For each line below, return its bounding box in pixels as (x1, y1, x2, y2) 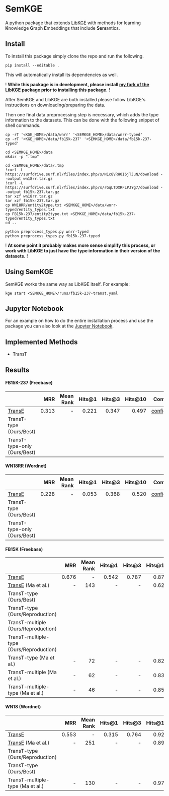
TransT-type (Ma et (8, 654, 55, 661)
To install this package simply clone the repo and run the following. (5, 53, 144, 59)
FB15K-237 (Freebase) (5, 380, 53, 386)
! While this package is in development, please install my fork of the (5, 81, 149, 87)
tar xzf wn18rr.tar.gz (5, 193, 53, 199)
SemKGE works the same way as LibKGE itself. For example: (5, 281, 130, 287)
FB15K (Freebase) (5, 546, 43, 552)
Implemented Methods (5, 338, 78, 346)
